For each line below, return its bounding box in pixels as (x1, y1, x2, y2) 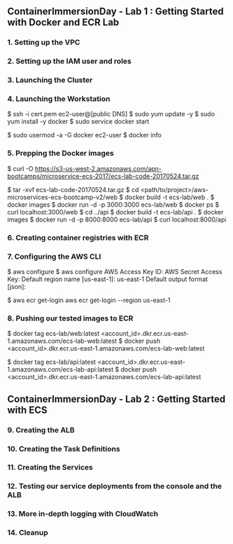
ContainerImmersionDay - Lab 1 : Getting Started (7, 6, 224, 18)
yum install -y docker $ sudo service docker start (7, 117, 150, 125)
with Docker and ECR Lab (7, 17, 120, 29)
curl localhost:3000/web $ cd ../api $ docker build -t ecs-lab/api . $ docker (7, 208, 224, 216)
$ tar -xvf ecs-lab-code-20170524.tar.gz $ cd (7, 185, 139, 193)
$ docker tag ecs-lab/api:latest (7, 358, 97, 367)
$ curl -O (7, 164, 34, 172)
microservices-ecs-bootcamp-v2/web (7, 193, 118, 201)
